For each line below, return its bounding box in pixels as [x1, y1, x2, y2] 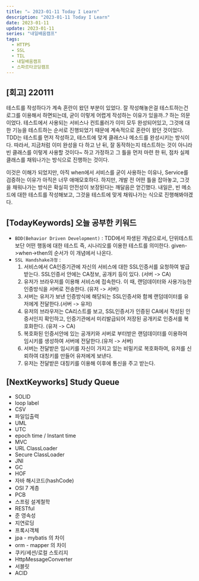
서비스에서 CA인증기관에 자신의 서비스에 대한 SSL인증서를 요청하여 [23, 263, 179, 270]
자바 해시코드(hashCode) [14, 476, 74, 484]
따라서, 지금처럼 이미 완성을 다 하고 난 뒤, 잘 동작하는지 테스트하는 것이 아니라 [14, 141, 193, 149]
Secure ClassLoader [14, 451, 65, 458]
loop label [14, 399, 39, 406]
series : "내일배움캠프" [6, 31, 58, 37]
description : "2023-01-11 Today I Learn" [6, 14, 110, 20]
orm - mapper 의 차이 [14, 541, 67, 548]
